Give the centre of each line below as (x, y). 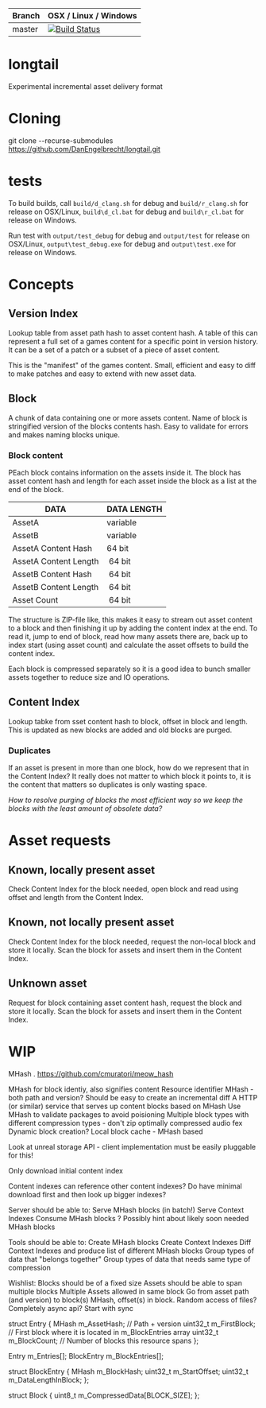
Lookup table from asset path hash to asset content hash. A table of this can (133, 332)
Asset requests (60, 841)
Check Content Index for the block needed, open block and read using (123, 889)
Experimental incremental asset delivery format (85, 86)
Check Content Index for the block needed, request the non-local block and (132, 941)
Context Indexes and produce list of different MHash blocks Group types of (131, 1251)
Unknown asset (48, 984)
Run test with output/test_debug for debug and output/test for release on (129, 235)
